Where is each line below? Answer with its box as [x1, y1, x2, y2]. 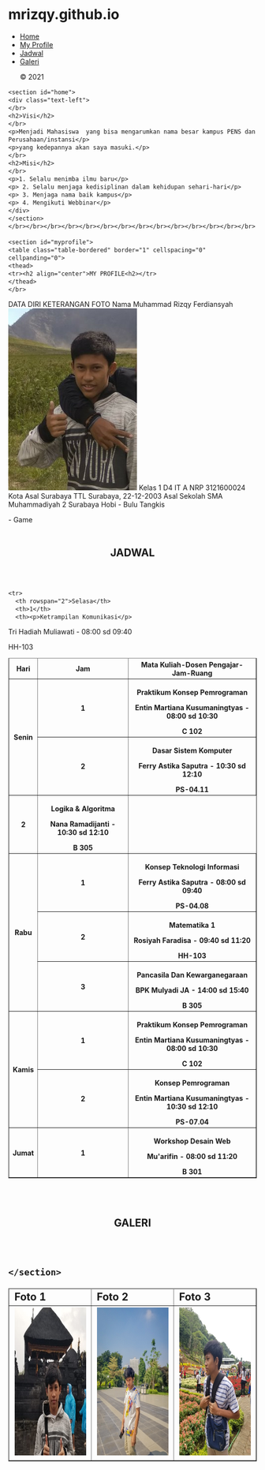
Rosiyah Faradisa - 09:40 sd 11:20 [133, 935, 251, 944]
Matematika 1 [169, 920, 215, 930]
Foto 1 [14, 1290, 47, 1304]
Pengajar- [208, 660, 244, 669]
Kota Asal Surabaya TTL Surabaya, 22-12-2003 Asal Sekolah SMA [8, 491, 223, 500]
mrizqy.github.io [8, 6, 120, 24]
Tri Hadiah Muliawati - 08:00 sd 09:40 [8, 627, 132, 636]
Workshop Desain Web [153, 1136, 231, 1146]
